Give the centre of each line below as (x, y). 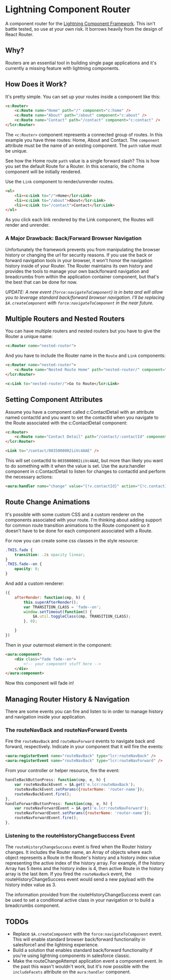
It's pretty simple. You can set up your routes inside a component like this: (83, 97)
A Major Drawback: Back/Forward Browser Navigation (74, 238)
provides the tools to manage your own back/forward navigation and (77, 271)
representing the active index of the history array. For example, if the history (85, 863)
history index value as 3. (31, 885)
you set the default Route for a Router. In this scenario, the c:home (75, 166)
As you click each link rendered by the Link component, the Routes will (79, 220)
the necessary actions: (29, 477)
